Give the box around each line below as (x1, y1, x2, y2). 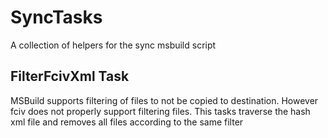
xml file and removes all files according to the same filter (10, 116, 244, 128)
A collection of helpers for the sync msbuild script (10, 39, 217, 51)
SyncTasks (10, 6, 103, 29)
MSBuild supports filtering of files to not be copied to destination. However (10, 94, 319, 106)
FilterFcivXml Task (10, 68, 130, 85)
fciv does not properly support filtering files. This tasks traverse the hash (10, 105, 311, 117)
